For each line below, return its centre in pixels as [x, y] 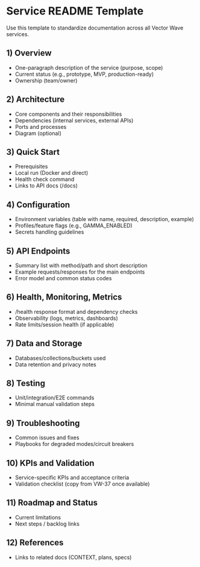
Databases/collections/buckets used [60, 358]
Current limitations [38, 517]
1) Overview [29, 53]
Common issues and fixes [47, 437]
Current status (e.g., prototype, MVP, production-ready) [84, 74]
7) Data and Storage [44, 344]
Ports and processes [41, 127]
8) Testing [26, 384]
